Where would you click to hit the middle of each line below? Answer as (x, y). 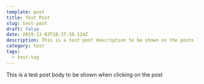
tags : (13, 52)
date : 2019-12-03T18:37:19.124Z (47, 35)
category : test (25, 46)
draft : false (23, 29)
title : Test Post (28, 18)
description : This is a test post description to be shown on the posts (100, 40)
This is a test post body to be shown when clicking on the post (84, 74)
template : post (25, 12)
